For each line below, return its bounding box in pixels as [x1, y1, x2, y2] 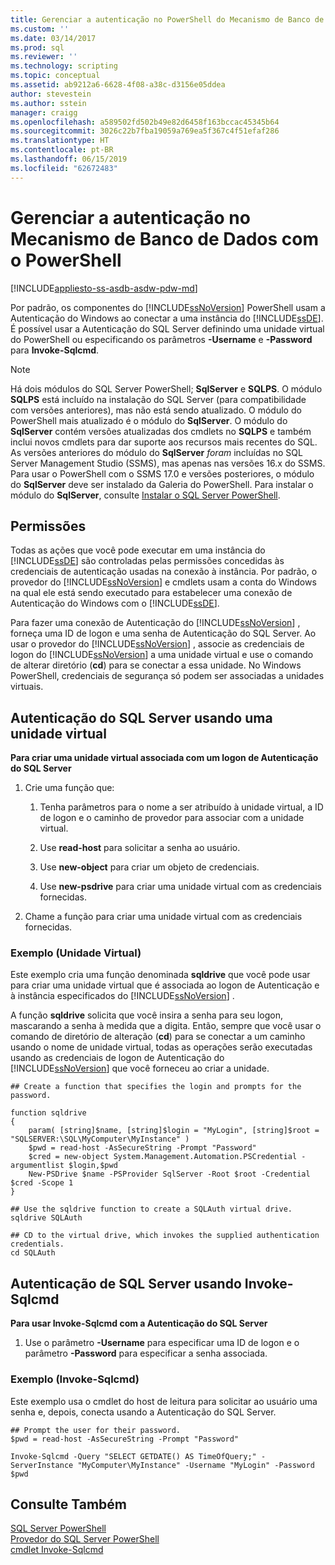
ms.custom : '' [10, 24, 70, 34]
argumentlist [10, 1161, 65, 1171]
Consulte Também [10, 1496, 128, 1513]
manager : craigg [10, 107, 78, 118]
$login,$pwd [68, 1161, 118, 1171]
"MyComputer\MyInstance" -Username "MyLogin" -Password [77, 1460, 315, 1470]
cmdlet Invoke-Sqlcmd [10, 1544, 104, 1556]
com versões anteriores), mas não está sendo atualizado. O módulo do [10, 404, 302, 416]
